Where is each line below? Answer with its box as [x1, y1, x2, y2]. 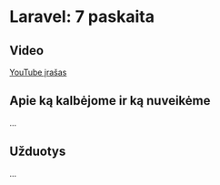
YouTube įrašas [9, 67, 67, 77]
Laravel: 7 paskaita [9, 6, 155, 27]
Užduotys [9, 144, 66, 159]
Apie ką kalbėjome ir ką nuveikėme [9, 93, 211, 108]
